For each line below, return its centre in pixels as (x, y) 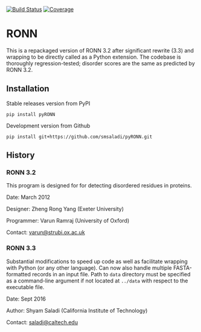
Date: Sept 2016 (26, 299)
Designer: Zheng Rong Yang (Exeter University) (65, 209)
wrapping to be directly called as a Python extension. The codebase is (94, 57)
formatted (19, 274)
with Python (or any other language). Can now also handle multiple (89, 268)
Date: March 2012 (28, 197)
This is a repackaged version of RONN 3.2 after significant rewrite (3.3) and (100, 50)
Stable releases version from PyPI (48, 103)
